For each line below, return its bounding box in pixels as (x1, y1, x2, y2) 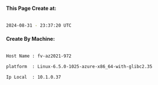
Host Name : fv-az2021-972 (6, 53, 72, 59)
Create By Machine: (6, 35, 55, 42)
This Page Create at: (6, 5, 57, 12)
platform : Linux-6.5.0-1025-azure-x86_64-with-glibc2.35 (6, 64, 153, 70)
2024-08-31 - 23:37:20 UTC (6, 23, 72, 29)
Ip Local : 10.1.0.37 (6, 75, 61, 80)
